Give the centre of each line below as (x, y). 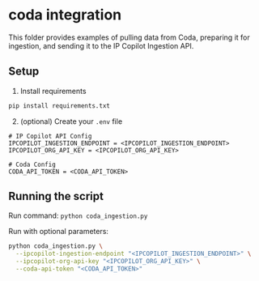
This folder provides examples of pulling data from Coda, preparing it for (129, 37)
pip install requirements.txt (59, 106)
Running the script (56, 196)
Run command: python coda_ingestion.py (78, 215)
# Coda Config (32, 164)
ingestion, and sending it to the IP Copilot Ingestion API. (101, 45)
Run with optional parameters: (59, 232)
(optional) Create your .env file (71, 121)
